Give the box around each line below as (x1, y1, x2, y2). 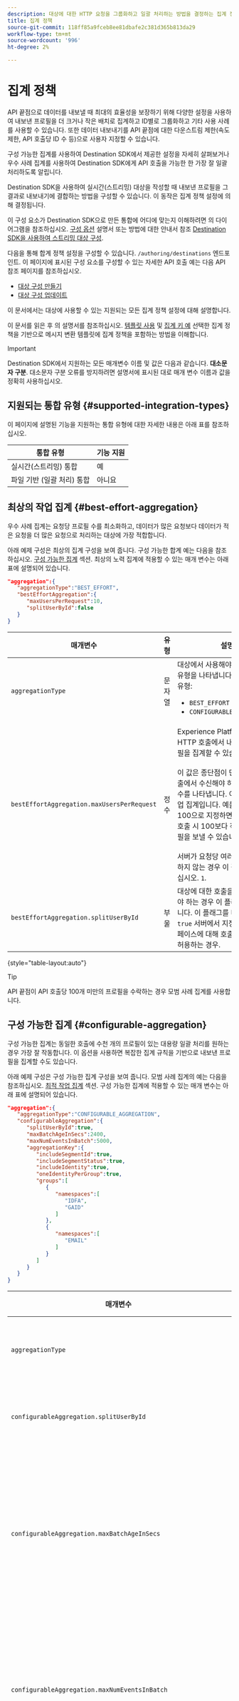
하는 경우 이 (186, 897, 223, 907)
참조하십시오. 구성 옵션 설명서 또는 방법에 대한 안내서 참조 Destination (31, 224, 226, 233)
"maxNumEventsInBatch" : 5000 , (26, 1137, 113, 1144)
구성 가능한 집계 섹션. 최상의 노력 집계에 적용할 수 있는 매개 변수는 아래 (33, 555, 229, 563)
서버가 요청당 (177, 851, 219, 861)
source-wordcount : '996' (7, 37, 81, 44)
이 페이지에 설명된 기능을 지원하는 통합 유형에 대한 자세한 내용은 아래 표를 (7, 420, 211, 428)
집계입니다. (186, 799, 221, 809)
